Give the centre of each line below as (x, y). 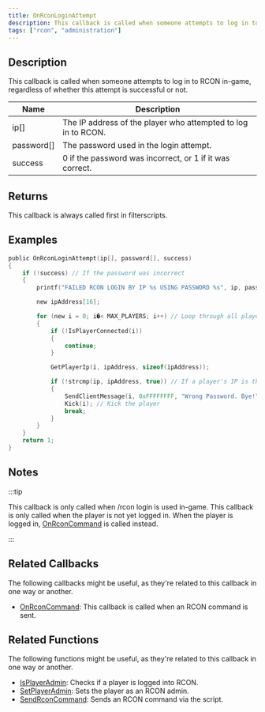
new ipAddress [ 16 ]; (69, 302)
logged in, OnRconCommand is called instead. (83, 524)
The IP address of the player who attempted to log (155, 123)
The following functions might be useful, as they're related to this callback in (132, 659)
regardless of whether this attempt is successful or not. (98, 90)
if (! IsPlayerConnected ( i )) (97, 331)
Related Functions (54, 640)
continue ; (80, 346)
